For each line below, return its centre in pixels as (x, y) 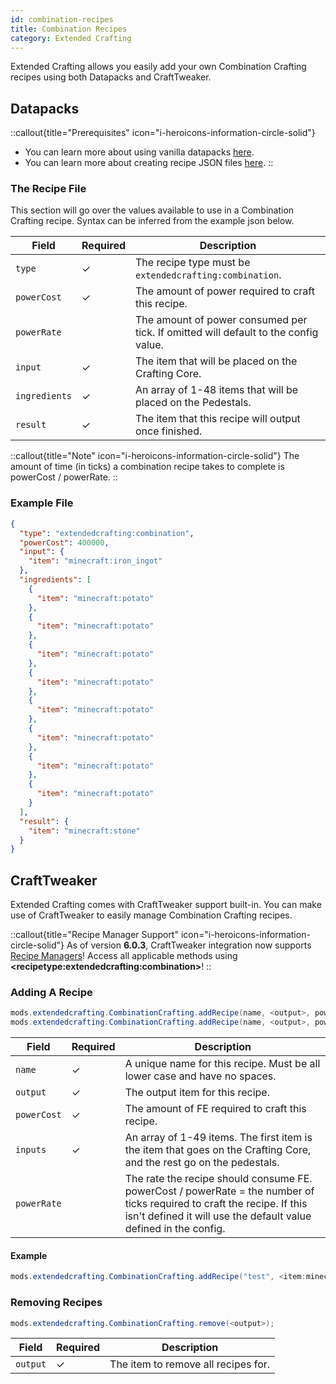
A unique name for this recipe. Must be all (222, 1064)
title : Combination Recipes (69, 29)
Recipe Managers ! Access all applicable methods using (124, 956)
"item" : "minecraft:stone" (84, 831)
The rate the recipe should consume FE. (218, 1179)
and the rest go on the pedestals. (202, 1163)
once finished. (169, 431)
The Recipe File (48, 189)
